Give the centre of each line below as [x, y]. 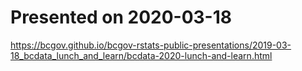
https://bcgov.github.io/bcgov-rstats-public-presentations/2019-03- [151, 45]
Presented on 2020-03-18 [121, 17]
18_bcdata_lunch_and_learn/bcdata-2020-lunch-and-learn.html [141, 55]
